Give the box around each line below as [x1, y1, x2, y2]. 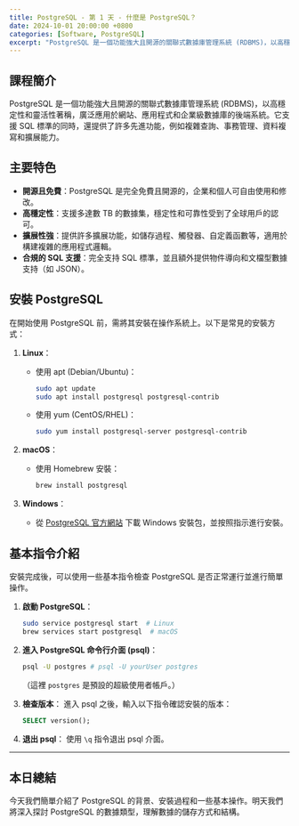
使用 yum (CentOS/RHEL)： [35, 409, 136, 420]
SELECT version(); [21, 716, 91, 725]
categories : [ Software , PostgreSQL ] [9, 29, 145, 38]
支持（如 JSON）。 [21, 263, 89, 274]
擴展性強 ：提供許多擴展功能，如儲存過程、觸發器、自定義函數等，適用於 [21, 230, 287, 240]
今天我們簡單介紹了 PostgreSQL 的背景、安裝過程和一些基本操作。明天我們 [9, 796, 284, 806]
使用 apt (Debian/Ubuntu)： [35, 366, 137, 377]
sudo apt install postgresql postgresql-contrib [35, 393, 220, 401]
